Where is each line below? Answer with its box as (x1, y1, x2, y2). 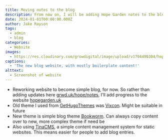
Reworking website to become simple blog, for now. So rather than (12, 86, 150, 92)
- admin (9, 31, 26, 36)
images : (5, 49, 21, 54)
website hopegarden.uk (12, 97, 61, 103)
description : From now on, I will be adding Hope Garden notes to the (5, 12, 155, 17)
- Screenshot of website (9, 73, 61, 78)
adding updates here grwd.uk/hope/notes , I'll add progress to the (12, 91, 147, 98)
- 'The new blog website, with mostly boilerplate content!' (9, 63, 140, 68)
